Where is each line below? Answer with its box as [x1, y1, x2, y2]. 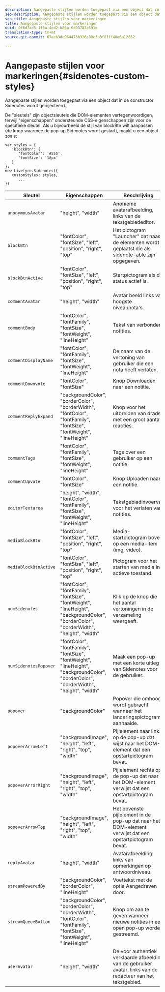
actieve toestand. [112, 570, 153, 576]
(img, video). [112, 546, 142, 553]
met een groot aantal [112, 416, 161, 423]
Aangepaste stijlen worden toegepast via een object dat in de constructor [5, 97, 154, 103]
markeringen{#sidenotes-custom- [5, 71, 149, 82]
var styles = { [5, 142, 36, 148]
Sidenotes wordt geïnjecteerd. [5, 102, 66, 108]
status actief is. [112, 277, 148, 284]
